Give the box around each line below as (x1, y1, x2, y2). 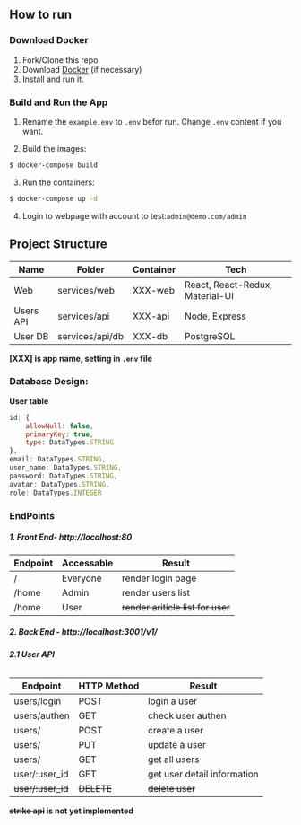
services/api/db (57, 329, 124, 342)
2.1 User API (9, 649, 56, 660)
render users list (121, 587, 191, 600)
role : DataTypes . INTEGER (9, 488, 102, 497)
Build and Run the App (9, 96, 108, 109)
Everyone (61, 572, 102, 584)
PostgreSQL (185, 329, 236, 342)
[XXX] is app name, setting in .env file (9, 353, 152, 364)
